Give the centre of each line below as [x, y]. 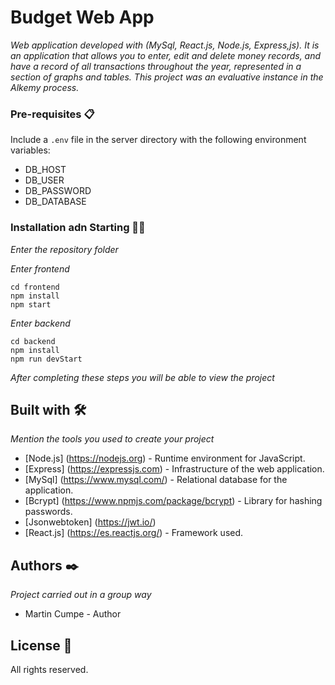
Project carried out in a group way [81, 595]
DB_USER [44, 180]
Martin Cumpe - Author [73, 614]
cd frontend [35, 287]
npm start [31, 304]
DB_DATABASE [55, 202]
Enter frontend [40, 268]
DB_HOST [45, 170]
